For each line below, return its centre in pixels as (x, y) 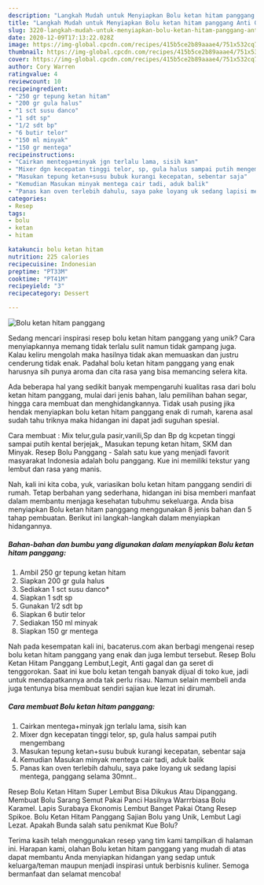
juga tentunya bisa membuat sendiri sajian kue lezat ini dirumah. (112, 688)
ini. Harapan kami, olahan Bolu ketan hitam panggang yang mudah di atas (127, 849)
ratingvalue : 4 (33, 74)
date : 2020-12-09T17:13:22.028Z (61, 37)
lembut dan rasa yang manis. (55, 469)
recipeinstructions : (42, 154)
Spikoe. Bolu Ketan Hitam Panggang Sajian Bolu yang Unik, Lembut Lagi (125, 816)
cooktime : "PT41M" (38, 279)
